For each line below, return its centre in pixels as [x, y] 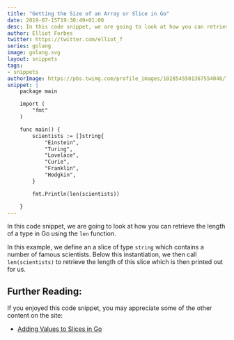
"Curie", [57, 162]
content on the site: [35, 316]
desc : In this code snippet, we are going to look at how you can [106, 26]
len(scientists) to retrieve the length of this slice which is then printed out [115, 262]
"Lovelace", [62, 155]
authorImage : [26, 78]
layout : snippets [32, 59]
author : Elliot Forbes [40, 33]
